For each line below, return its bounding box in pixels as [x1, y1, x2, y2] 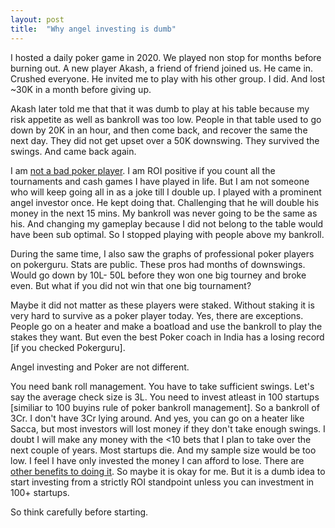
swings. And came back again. [10, 145, 137, 157]
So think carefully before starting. [10, 506, 149, 518]
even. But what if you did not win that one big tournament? [10, 279, 252, 291]
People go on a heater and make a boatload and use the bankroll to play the [10, 320, 323, 332]
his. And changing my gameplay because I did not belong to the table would [10, 217, 324, 230]
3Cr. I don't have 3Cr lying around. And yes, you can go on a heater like [10, 412, 305, 424]
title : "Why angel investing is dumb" [10, 24, 177, 34]
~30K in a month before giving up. [10, 83, 152, 95]
